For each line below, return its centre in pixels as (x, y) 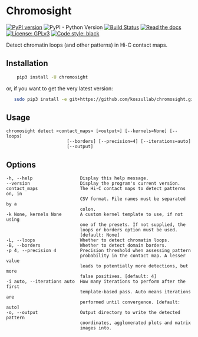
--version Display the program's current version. (93, 184)
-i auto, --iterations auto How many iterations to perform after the (96, 282)
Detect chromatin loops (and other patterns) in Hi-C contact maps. (87, 45)
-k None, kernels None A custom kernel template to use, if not (95, 215)
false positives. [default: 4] (118, 277)
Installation (27, 63)
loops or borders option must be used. (129, 230)
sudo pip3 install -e (40, 99)
